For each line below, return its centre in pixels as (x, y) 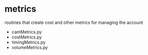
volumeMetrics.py (30, 47)
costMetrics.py (27, 37)
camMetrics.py (27, 32)
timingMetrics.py (28, 42)
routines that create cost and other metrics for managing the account (74, 22)
